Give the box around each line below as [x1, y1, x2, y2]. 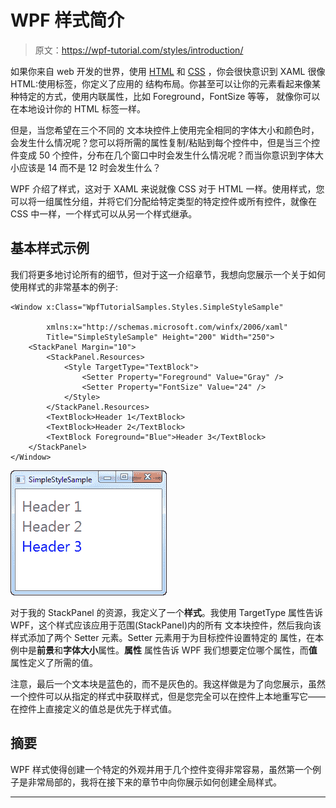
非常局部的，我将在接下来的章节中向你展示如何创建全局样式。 [27, 776, 282, 788]
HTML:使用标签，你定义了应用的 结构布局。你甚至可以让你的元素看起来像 [10, 77, 312, 90]
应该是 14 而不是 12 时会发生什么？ [18, 161, 162, 173]
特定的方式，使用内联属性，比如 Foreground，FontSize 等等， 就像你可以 [18, 90, 321, 102]
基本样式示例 [10, 240, 90, 257]
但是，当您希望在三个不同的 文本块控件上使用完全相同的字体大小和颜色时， [10, 124, 320, 136]
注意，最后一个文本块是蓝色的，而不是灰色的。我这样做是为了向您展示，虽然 [10, 677, 326, 690]
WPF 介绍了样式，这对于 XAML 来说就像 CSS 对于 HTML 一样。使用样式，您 [10, 182, 325, 195]
